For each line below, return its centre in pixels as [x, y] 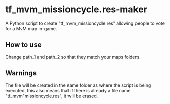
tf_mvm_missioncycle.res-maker [76, 9]
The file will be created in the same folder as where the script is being [78, 85]
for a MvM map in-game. [31, 28]
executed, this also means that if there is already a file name [68, 90]
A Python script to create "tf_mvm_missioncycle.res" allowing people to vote [85, 23]
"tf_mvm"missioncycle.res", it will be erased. [52, 96]
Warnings [21, 73]
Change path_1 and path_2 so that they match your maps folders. [73, 57]
